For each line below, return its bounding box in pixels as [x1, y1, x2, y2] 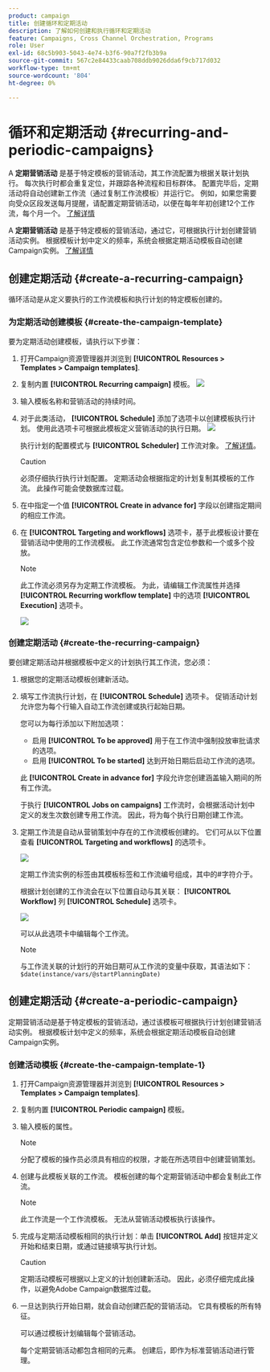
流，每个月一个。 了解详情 [8, 208, 95, 218]
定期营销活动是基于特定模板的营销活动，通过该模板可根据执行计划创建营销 [8, 1017, 255, 1026]
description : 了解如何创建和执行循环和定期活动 [8, 27, 151, 35]
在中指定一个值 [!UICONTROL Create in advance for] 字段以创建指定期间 [19, 500, 262, 510]
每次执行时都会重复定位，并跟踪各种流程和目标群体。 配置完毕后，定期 [23, 179, 259, 188]
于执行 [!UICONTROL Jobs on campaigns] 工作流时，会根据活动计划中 [19, 799, 256, 809]
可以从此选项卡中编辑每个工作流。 [19, 928, 133, 938]
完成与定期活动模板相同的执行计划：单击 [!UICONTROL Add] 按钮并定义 [19, 1231, 259, 1241]
